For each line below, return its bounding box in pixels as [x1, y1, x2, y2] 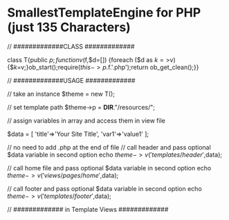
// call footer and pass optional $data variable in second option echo [7, 184, 202, 192]
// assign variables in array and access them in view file [7, 116, 166, 125]
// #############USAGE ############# [7, 76, 136, 84]
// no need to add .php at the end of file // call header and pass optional [7, 143, 211, 151]
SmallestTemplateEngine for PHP [7, 5, 201, 21]
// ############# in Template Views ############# [7, 205, 169, 213]
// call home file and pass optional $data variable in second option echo [7, 163, 212, 172]
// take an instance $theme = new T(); [7, 90, 116, 98]
